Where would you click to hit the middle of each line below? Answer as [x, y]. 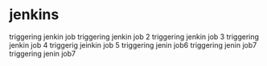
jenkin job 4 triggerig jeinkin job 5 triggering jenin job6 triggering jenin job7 [133, 45]
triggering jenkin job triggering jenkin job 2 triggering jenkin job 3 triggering [134, 37]
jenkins [34, 15]
